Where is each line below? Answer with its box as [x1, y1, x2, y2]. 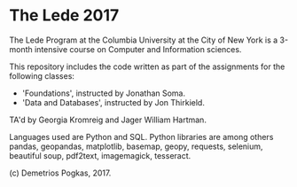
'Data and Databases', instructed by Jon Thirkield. [21, 97, 206, 107]
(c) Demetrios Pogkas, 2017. [9, 168, 112, 178]
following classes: [9, 70, 75, 81]
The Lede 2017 [9, 5, 120, 26]
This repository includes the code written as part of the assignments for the [9, 61, 285, 72]
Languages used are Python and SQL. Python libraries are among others [9, 131, 274, 142]
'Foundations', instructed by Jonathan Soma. [21, 88, 186, 98]
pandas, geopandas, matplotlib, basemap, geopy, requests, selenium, [9, 141, 263, 152]
